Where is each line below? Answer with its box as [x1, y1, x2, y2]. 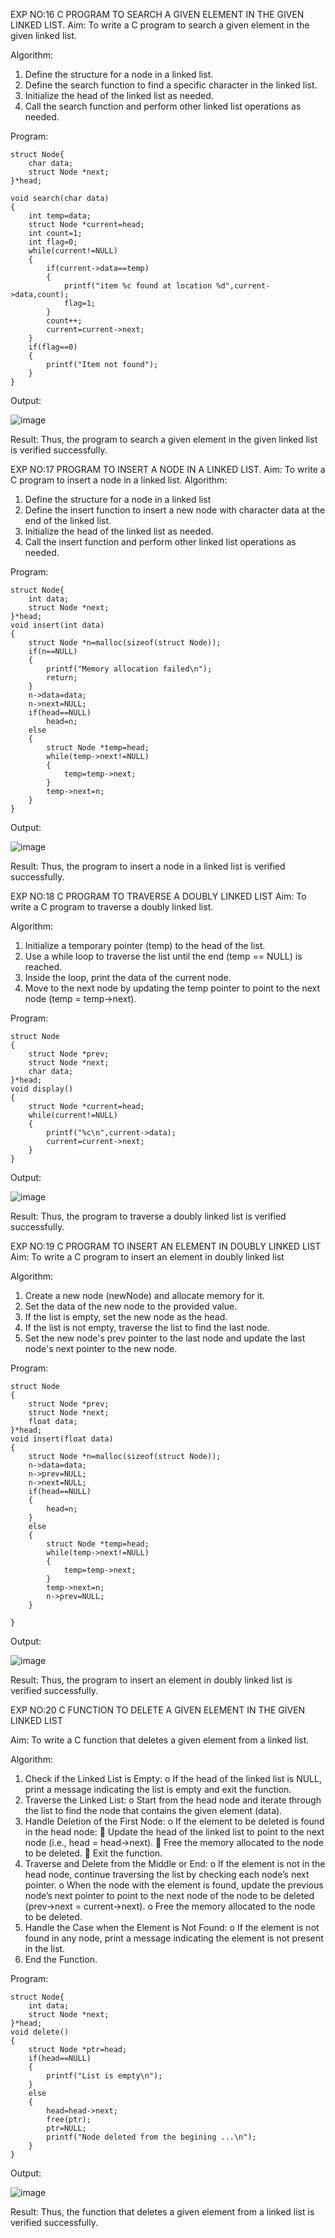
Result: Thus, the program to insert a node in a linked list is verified [10, 860, 286, 872]
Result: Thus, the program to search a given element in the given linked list [10, 434, 318, 445]
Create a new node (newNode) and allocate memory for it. [24, 1290, 265, 1301]
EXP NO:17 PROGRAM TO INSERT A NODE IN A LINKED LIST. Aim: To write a [10, 464, 326, 475]
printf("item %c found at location [63, 281, 213, 291]
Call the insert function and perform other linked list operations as [24, 536, 297, 548]
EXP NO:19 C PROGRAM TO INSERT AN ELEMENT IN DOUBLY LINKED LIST [10, 1240, 322, 1252]
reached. [24, 961, 63, 973]
